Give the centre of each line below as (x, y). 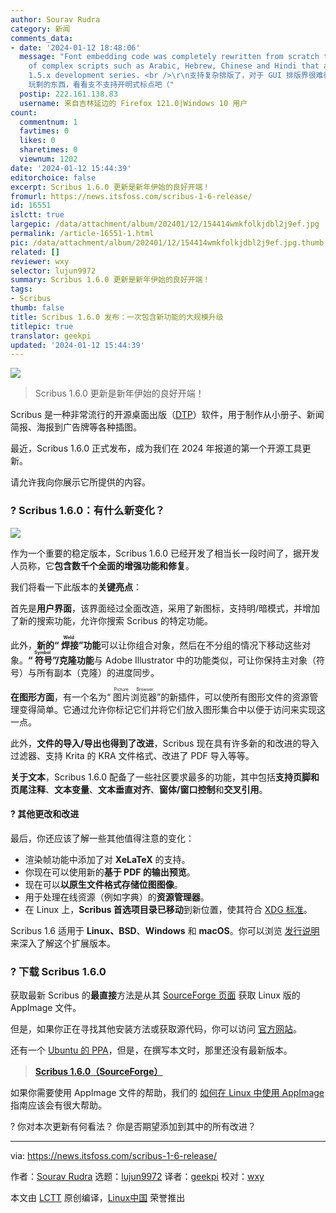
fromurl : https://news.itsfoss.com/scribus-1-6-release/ (131, 196)
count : (24, 112)
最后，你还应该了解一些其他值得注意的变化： (102, 838)
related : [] (35, 252)
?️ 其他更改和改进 (45, 814)
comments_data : (42, 38)
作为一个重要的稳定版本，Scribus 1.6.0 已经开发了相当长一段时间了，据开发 (165, 553)
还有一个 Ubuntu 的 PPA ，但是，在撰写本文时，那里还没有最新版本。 (151, 1050)
